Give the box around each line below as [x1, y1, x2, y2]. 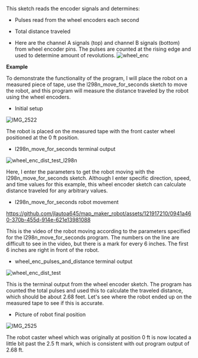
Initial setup [14, 105, 43, 111]
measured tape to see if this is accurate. [6, 300, 105, 306]
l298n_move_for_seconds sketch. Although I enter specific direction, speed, [6, 175, 191, 182]
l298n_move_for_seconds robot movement [14, 199, 119, 205]
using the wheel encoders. [6, 94, 71, 100]
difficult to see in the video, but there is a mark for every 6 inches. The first [6, 240, 189, 247]
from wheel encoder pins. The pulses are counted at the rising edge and [14, 45, 191, 52]
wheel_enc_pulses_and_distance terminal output [14, 258, 133, 265]
